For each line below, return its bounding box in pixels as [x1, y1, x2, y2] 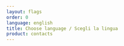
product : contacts [6, 31, 53, 37]
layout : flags [6, 8, 43, 15]
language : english [6, 20, 53, 26]
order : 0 [6, 14, 29, 20]
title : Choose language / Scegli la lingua [6, 25, 119, 32]
